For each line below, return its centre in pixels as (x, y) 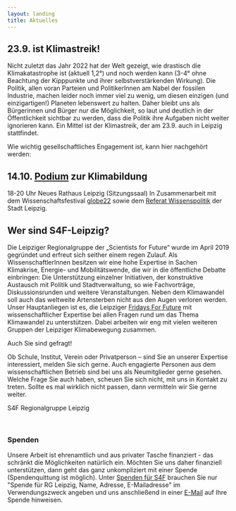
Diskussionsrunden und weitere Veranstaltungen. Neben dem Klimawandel (116, 292)
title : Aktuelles (33, 20)
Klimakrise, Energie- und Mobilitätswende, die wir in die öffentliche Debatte (117, 270)
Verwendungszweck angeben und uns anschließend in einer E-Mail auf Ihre (117, 493)
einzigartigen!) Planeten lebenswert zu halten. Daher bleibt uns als (104, 103)
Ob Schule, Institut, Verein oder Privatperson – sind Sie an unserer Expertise (118, 357)
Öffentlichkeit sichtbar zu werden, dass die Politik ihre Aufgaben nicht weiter (118, 118)
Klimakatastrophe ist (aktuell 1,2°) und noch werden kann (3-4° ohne (107, 73)
